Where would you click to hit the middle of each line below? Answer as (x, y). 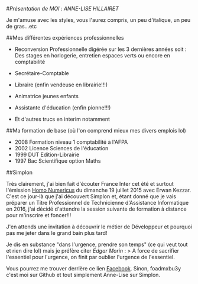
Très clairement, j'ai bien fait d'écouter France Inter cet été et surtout (90, 184)
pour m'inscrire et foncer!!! (39, 215)
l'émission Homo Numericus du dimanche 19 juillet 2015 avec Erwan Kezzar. (98, 190)
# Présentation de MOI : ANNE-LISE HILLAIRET (63, 9)
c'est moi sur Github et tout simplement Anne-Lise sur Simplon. (83, 275)
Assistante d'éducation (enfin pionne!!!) (63, 108)
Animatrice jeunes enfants (46, 96)
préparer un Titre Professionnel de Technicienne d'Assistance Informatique (98, 203)
